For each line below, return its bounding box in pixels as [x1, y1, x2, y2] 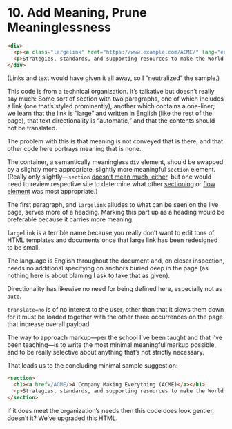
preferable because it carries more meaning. [7, 215, 134, 223]
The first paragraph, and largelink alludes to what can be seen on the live [7, 201, 219, 209]
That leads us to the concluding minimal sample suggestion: [7, 361, 178, 370]
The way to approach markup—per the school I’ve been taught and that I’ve [7, 333, 223, 342]
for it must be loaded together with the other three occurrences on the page [7, 312, 223, 321]
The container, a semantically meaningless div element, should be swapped [7, 158, 224, 166]
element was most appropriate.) [7, 188, 98, 196]
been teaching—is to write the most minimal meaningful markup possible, [7, 341, 216, 349]
